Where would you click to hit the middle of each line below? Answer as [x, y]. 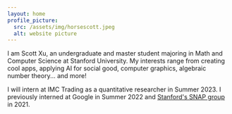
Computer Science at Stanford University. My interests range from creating [116, 61]
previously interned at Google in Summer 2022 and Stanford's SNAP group [116, 97]
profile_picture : [33, 20]
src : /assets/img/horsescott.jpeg [64, 27]
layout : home [26, 14]
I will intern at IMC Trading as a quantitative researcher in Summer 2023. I [114, 89]
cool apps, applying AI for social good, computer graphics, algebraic [107, 68]
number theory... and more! [47, 76]
